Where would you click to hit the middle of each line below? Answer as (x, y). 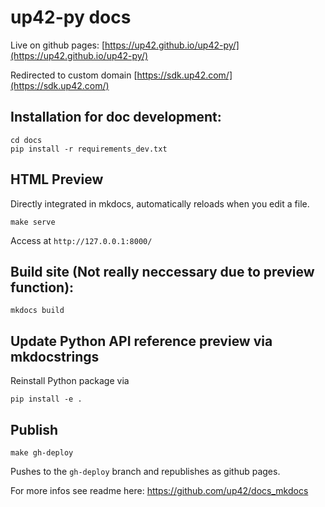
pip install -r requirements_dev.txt (89, 149)
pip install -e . (46, 399)
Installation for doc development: (116, 117)
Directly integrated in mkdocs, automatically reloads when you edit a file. (160, 203)
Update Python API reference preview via (141, 341)
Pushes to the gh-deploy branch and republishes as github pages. (145, 471)
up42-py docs (71, 17)
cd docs (26, 140)
